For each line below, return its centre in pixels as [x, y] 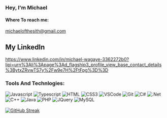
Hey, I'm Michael [26, 8]
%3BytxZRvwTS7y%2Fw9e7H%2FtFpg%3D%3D [57, 70]
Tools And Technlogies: [35, 83]
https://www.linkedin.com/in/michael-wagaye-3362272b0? [67, 59]
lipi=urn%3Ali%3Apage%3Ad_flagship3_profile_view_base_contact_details [83, 65]
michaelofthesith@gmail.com [36, 31]
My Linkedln [25, 47]
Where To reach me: [27, 20]
